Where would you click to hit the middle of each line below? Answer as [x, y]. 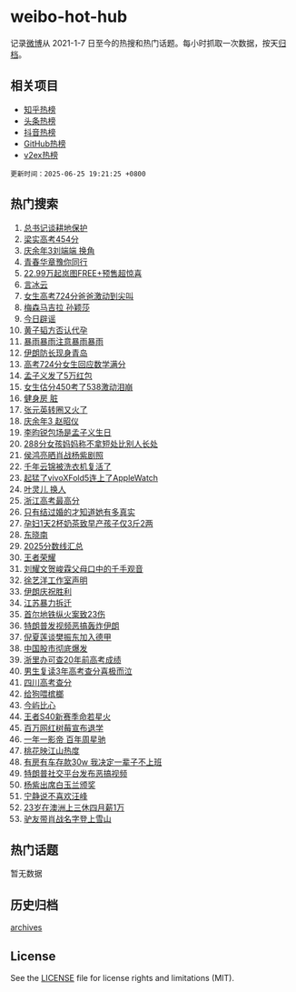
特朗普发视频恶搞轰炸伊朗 [71, 626]
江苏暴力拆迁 [47, 603]
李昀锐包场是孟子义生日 [67, 432]
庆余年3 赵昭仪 [51, 421]
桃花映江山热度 [51, 750]
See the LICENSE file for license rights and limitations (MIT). [123, 978]
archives [26, 927]
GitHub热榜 [44, 144]
